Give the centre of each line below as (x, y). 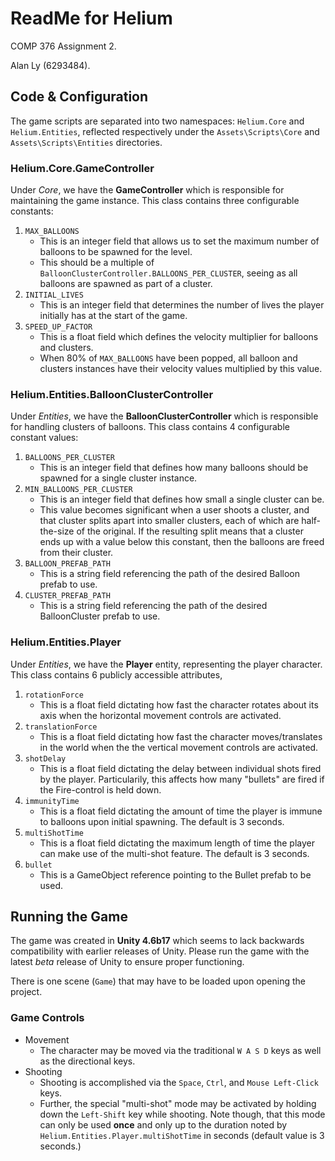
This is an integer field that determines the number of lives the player (182, 305)
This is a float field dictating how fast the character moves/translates (181, 736)
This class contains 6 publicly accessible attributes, (116, 674)
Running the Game (69, 917)
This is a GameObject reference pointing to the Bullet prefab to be (175, 874)
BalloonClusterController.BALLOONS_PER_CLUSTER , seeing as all (168, 273)
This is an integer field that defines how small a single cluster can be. (182, 499)
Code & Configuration (79, 97)
